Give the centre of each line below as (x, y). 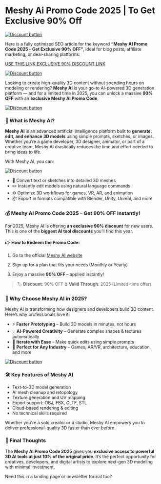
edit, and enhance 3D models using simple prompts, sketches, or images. (80, 137)
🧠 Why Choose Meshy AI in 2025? (46, 299)
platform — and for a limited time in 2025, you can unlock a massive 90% (79, 93)
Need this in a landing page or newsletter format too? (59, 476)
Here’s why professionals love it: (38, 314)
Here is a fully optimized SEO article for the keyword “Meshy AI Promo (76, 44)
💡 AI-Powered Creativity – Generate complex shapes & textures (77, 331)
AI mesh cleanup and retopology (45, 392)
